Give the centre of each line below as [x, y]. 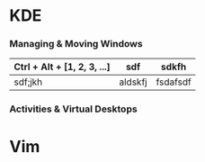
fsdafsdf [174, 82]
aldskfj [133, 82]
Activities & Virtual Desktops [73, 109]
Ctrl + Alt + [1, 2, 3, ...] [62, 67]
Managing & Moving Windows [76, 44]
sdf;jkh [28, 82]
